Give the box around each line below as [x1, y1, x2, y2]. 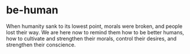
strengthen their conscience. [6, 41, 76, 48]
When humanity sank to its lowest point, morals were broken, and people [6, 23, 183, 30]
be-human [6, 3, 59, 17]
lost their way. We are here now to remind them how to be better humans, [6, 28, 184, 35]
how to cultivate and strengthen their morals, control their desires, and [6, 35, 177, 42]
